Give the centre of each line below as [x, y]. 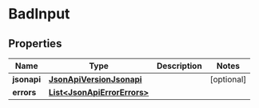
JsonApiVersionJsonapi [95, 79]
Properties [35, 44]
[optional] [228, 79]
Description [179, 66]
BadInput [39, 14]
